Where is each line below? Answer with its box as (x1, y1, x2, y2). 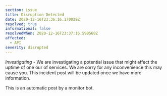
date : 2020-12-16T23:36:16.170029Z (5, 17, 80, 22)
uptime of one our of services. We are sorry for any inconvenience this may (5, 64, 162, 70)
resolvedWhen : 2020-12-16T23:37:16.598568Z (5, 31, 98, 36)
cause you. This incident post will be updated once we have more (5, 69, 142, 76)
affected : (5, 36, 26, 41)
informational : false (5, 26, 51, 31)
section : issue (5, 7, 37, 13)
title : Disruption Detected (5, 12, 65, 17)
